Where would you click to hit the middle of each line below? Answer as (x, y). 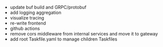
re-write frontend (28, 23)
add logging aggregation (36, 12)
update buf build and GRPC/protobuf (48, 7)
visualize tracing (27, 18)
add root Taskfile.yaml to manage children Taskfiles (64, 39)
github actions (25, 28)
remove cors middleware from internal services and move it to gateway (84, 34)
